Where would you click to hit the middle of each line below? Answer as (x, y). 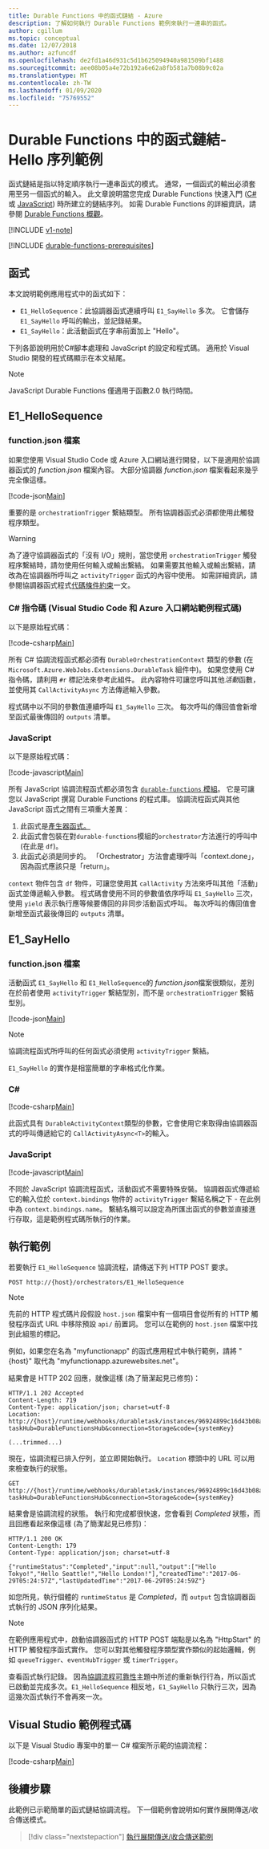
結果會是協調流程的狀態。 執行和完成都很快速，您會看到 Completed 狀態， (131, 1513)
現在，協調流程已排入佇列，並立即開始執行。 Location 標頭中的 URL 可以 (128, 1459)
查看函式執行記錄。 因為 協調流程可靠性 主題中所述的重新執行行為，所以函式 (132, 1677)
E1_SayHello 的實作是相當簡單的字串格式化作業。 (89, 1068)
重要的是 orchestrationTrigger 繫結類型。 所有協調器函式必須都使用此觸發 (131, 512)
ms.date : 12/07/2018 (43, 46)
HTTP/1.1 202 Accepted (46, 1394)
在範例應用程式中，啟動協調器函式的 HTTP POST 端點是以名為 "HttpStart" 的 (134, 1639)
